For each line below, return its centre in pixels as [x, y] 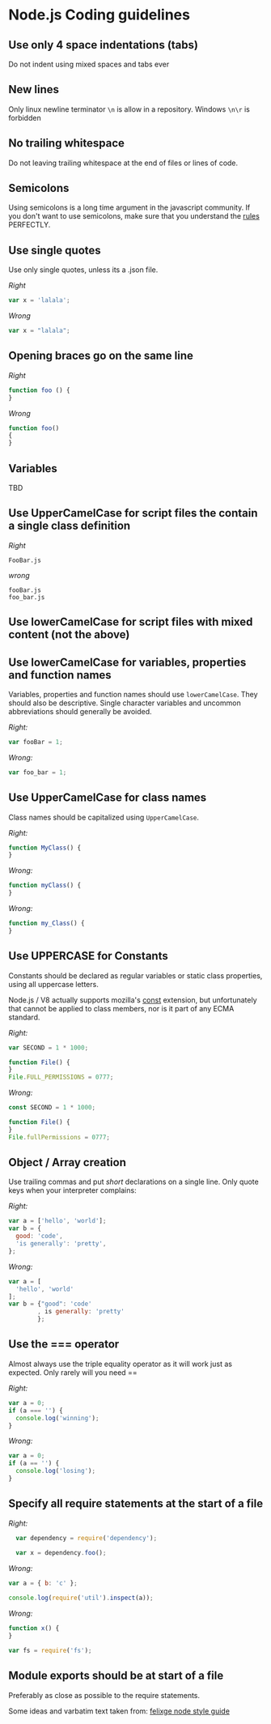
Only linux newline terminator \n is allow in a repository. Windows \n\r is [129, 109]
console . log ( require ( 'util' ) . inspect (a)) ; [81, 1598]
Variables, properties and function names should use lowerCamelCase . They [133, 695]
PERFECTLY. [30, 225]
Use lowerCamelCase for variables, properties [127, 662]
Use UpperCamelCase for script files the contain [133, 513]
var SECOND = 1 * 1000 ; [49, 1047]
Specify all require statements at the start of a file [136, 1504]
